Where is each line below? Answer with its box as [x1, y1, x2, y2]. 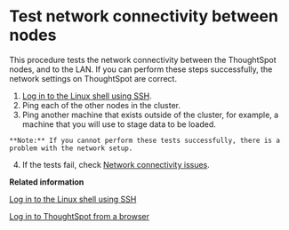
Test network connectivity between [9, 6, 278, 27]
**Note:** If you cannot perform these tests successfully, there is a [9, 136, 280, 145]
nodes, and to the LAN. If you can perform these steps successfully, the [9, 64, 273, 75]
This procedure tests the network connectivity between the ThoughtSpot [9, 54, 277, 65]
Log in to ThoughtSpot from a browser [9, 210, 149, 221]
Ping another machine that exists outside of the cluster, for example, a [21, 109, 279, 120]
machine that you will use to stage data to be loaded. [21, 118, 216, 130]
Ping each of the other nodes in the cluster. [21, 99, 181, 110]
